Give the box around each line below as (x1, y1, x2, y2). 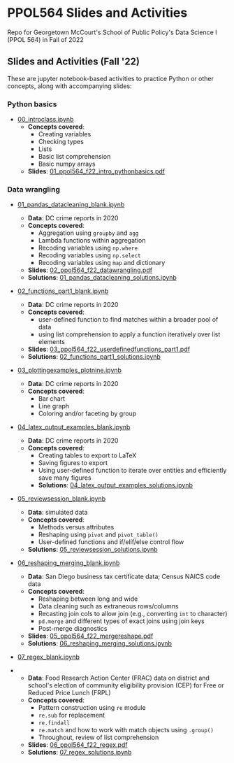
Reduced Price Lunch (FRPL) (27, 689, 111, 697)
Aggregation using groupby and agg (38, 229, 139, 237)
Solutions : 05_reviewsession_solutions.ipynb (27, 545, 159, 554)
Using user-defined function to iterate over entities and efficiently (38, 466, 227, 475)
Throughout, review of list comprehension (38, 733, 159, 742)
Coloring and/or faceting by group (38, 409, 137, 418)
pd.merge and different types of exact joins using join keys (38, 617, 205, 625)
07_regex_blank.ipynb (17, 653, 80, 662)
